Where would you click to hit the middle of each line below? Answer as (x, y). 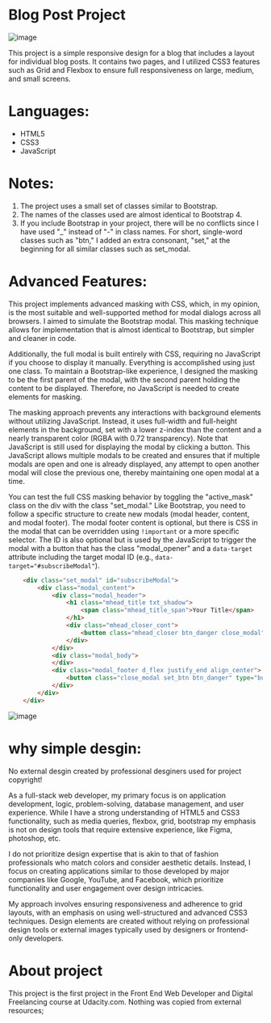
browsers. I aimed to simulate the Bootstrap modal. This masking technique (133, 321)
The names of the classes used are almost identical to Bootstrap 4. (131, 214)
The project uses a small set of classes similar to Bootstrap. (119, 206)
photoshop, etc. (35, 838)
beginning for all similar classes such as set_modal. (105, 249)
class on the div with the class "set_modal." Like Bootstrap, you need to (127, 505)
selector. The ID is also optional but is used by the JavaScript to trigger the (132, 540)
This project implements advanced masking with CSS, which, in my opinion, (134, 304)
